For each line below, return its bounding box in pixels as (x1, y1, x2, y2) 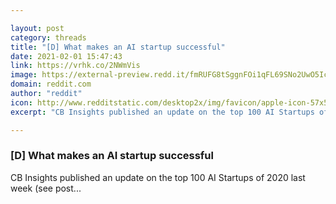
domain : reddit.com (10, 79, 92, 90)
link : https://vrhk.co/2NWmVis (10, 61, 141, 71)
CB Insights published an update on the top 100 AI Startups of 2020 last (10, 171, 306, 183)
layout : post (10, 23, 65, 33)
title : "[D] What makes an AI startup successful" (10, 42, 226, 52)
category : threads (10, 32, 87, 43)
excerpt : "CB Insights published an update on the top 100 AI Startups (10, 107, 315, 117)
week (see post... (10, 182, 82, 194)
